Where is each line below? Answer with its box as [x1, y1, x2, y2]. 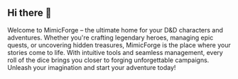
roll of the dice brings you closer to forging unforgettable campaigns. [7, 56, 210, 64]
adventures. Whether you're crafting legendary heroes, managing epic [7, 33, 214, 42]
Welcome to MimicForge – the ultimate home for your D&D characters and [7, 25, 224, 34]
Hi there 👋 [7, 7, 52, 19]
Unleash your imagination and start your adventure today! [7, 63, 176, 71]
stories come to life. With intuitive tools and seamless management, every [7, 48, 224, 56]
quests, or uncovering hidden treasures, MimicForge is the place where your [7, 40, 231, 49]
